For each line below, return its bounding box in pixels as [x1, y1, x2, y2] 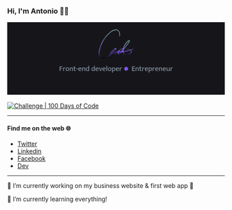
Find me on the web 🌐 [7, 124, 71, 132]
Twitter [17, 140, 38, 148]
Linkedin [17, 147, 42, 155]
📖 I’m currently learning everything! [7, 195, 108, 203]
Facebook [17, 155, 46, 163]
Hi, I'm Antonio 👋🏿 [7, 6, 69, 16]
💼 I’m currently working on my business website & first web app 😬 [7, 182, 194, 190]
